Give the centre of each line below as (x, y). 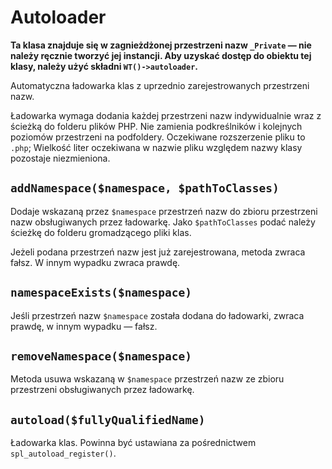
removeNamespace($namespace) (101, 356)
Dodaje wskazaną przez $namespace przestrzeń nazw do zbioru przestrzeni (164, 211)
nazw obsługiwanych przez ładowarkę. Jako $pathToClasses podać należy (163, 222)
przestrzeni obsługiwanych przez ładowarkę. (102, 390)
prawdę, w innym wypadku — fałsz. (84, 326)
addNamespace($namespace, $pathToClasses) (145, 188)
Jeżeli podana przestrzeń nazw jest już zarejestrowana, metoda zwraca (158, 252)
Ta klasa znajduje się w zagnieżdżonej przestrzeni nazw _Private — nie (161, 45)
